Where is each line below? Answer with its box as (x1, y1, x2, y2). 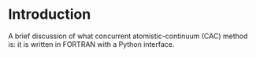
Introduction (8, 5, 91, 23)
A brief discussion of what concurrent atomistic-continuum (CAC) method (8, 31, 248, 41)
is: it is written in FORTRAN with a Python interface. (8, 39, 175, 48)
